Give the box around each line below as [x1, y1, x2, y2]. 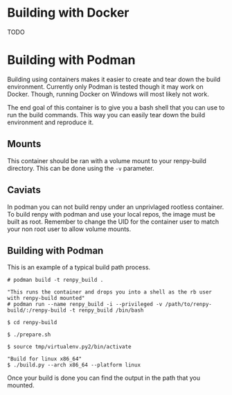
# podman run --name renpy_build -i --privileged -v [7, 301, 163, 308]
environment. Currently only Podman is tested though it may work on [7, 82, 204, 91]
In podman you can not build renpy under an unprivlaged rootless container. [7, 203, 224, 211]
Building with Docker [7, 5, 130, 21]
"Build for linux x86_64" [7, 355, 82, 362]
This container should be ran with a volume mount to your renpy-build [7, 156, 206, 165]
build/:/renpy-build [7, 307, 67, 314]
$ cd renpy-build [7, 319, 57, 326]
